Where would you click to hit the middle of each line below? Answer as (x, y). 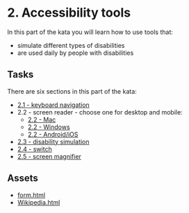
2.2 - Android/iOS (53, 134)
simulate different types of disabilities (71, 45)
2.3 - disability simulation (53, 142)
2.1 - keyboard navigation (54, 105)
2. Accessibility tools (69, 13)
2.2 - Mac (42, 119)
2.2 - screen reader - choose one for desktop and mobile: (100, 112)
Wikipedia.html (39, 202)
